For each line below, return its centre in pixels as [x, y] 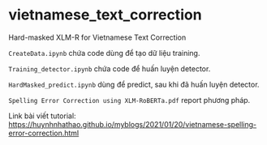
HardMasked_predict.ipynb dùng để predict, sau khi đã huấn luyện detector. [134, 84]
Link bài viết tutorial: [42, 116]
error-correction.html [44, 133]
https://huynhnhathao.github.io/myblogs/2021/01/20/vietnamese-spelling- [133, 124]
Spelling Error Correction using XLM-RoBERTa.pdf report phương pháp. [129, 100]
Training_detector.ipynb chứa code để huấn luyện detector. [110, 68]
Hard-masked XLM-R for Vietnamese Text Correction [97, 37]
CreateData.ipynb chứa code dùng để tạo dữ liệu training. [104, 53]
